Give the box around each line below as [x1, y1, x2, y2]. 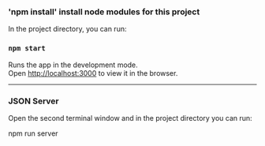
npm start [8, 44, 46, 53]
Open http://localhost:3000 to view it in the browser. [8, 68, 178, 77]
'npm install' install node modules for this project [8, 6, 200, 17]
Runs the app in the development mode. [8, 60, 138, 69]
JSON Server [8, 95, 59, 107]
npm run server [8, 129, 58, 138]
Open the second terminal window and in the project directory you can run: [8, 113, 252, 122]
